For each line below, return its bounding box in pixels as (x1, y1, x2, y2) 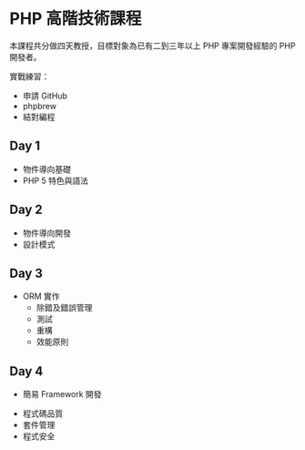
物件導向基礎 (22, 163, 71, 174)
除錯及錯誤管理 (36, 302, 93, 313)
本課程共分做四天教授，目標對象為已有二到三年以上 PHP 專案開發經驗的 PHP (9, 40, 296, 51)
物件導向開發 (22, 227, 71, 238)
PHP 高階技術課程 (9, 8, 142, 29)
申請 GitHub (22, 90, 68, 101)
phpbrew (22, 100, 57, 111)
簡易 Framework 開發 (22, 389, 102, 400)
